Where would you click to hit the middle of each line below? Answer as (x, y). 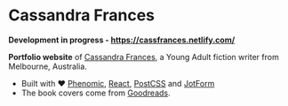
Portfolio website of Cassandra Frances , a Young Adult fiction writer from (144, 57)
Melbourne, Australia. (48, 66)
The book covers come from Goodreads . (96, 93)
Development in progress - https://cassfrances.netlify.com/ (122, 40)
